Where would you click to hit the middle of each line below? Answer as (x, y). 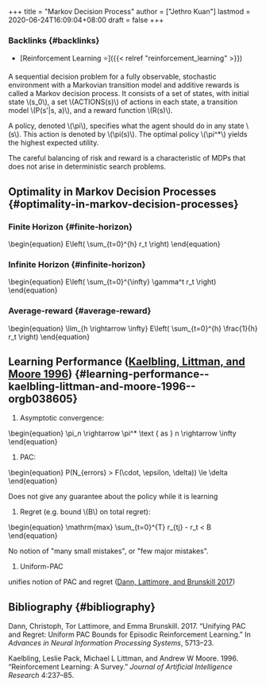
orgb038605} (43, 399)
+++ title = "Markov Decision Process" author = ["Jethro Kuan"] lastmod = (129, 12)
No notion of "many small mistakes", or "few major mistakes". (108, 551)
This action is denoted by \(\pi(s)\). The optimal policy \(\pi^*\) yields (135, 134)
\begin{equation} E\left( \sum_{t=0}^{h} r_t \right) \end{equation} (114, 244)
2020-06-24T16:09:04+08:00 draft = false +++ (86, 20)
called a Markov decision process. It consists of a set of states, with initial (129, 94)
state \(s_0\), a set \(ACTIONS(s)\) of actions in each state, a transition (123, 102)
